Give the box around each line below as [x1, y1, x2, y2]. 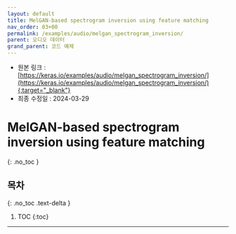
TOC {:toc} [17, 212, 49, 221]
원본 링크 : [17, 63, 46, 71]
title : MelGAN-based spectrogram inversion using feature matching [7, 17, 209, 24]
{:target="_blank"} [17, 86, 71, 94]
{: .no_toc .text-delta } [7, 198, 71, 207]
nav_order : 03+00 [7, 23, 58, 30]
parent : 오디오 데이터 [7, 37, 65, 44]
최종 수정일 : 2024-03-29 [17, 94, 89, 103]
